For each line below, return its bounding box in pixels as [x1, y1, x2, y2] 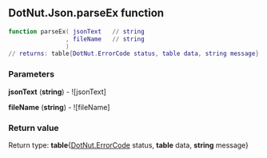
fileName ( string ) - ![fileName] [8, 102, 110, 112]
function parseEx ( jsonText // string [8, 27, 145, 35]
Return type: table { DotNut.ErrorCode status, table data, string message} [8, 140, 249, 150]
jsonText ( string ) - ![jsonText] [8, 87, 106, 97]
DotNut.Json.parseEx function [8, 6, 165, 20]
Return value [8, 122, 59, 133]
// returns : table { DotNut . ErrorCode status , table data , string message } [8, 49, 260, 58]
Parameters [8, 69, 54, 80]
